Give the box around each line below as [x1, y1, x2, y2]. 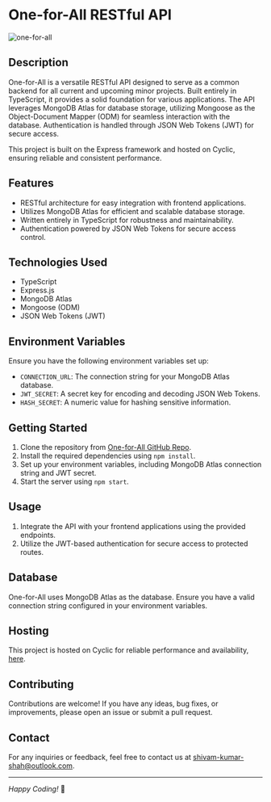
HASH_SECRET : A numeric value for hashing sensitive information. [19, 397, 231, 407]
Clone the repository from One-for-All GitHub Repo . [19, 443, 192, 451]
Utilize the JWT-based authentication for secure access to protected [19, 539, 248, 548]
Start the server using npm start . [19, 477, 129, 486]
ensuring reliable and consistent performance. [8, 153, 162, 162]
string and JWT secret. [19, 468, 97, 477]
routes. [19, 547, 44, 556]
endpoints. [19, 530, 56, 540]
